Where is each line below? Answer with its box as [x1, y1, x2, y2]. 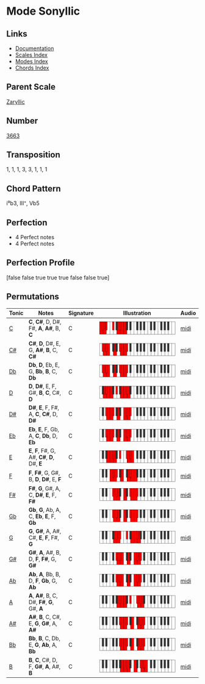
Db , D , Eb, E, [28, 361, 60, 369]
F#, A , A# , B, [28, 325, 61, 332]
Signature [68, 309, 94, 317]
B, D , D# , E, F [28, 475, 62, 483]
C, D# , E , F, [28, 491, 57, 499]
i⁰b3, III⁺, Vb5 [6, 200, 40, 207]
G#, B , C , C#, [28, 389, 61, 397]
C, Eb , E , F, [28, 513, 56, 520]
